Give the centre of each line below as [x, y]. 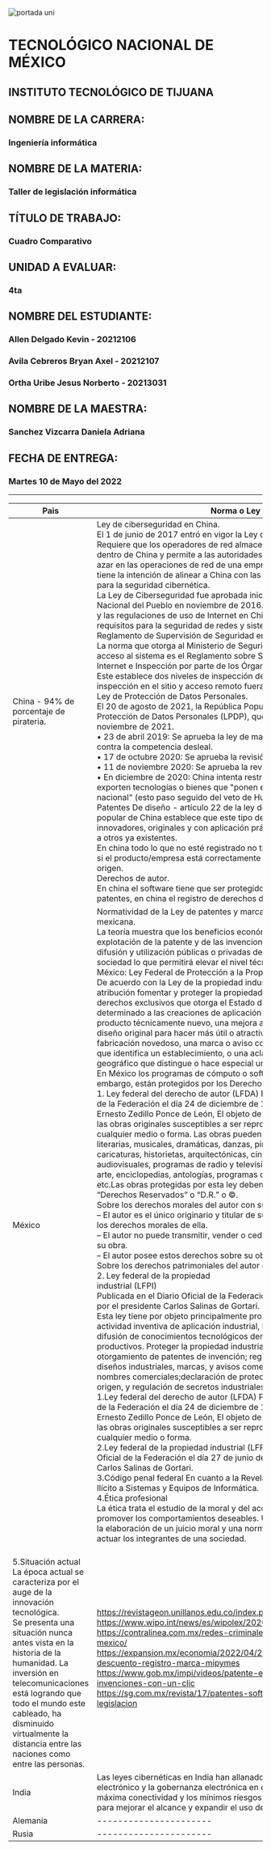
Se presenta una [44, 1622]
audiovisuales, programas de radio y [165, 1164]
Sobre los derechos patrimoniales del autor [178, 1265]
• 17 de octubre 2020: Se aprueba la [167, 756]
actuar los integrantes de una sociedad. [171, 1539]
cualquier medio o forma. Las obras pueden [179, 1134]
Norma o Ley [236, 510]
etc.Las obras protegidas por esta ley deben [180, 1184]
